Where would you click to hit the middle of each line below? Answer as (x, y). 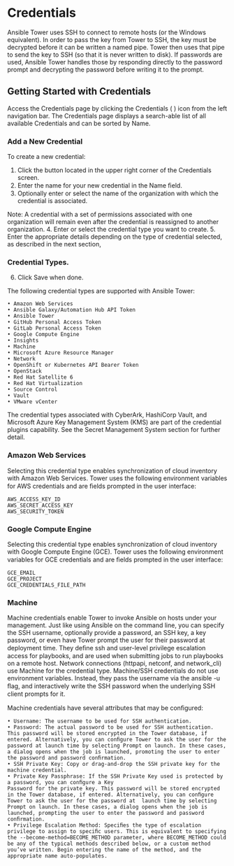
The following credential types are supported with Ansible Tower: (101, 291)
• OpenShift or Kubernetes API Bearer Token (73, 365)
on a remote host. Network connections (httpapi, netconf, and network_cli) (115, 664)
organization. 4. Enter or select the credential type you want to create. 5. (111, 230)
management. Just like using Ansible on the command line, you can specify (116, 625)
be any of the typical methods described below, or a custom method (109, 844)
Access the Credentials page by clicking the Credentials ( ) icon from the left (117, 108)
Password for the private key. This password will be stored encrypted (114, 789)
